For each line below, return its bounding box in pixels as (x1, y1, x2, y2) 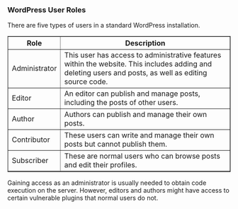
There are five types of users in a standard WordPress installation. (7, 21, 200, 30)
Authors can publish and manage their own (64, 110, 208, 120)
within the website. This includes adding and (64, 59, 212, 69)
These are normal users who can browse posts (64, 151, 221, 161)
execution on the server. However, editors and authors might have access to (7, 186, 230, 195)
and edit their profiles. (64, 160, 137, 170)
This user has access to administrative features (64, 50, 222, 60)
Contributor (11, 135, 50, 145)
